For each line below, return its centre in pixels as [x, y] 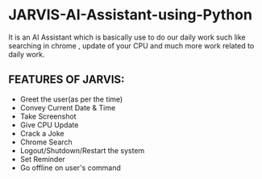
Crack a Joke [42, 133]
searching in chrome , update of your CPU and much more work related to [131, 45]
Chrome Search [46, 142]
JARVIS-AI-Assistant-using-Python [130, 15]
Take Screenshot [48, 116]
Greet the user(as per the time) [71, 99]
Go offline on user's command [70, 168]
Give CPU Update [49, 125]
